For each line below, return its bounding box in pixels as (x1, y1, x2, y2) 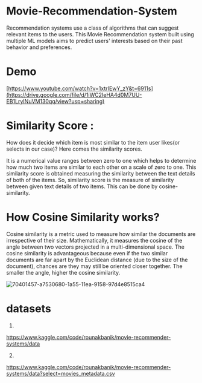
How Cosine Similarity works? (6, 211, 160, 224)
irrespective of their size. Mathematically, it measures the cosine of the (6, 237, 183, 244)
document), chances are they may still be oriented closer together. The (6, 262, 183, 270)
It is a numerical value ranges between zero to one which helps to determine (6, 157, 197, 164)
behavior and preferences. (6, 44, 72, 51)
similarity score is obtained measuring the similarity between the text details (6, 169, 195, 177)
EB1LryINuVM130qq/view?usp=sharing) (6, 97, 105, 105)
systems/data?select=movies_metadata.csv (6, 370, 116, 377)
